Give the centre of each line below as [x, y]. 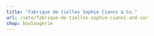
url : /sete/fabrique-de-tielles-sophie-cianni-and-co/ [77, 18]
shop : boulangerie [30, 23]
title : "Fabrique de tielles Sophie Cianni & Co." [72, 12]
